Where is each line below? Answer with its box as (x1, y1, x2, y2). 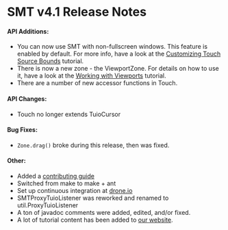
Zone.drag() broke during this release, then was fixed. (16, 141, 170, 149)
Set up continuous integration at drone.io (16, 187, 133, 194)
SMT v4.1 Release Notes (7, 4, 147, 20)
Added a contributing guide (16, 172, 94, 180)
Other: (7, 157, 26, 165)
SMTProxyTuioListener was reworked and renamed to (16, 194, 169, 202)
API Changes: (7, 94, 47, 103)
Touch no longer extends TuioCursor (16, 110, 121, 118)
